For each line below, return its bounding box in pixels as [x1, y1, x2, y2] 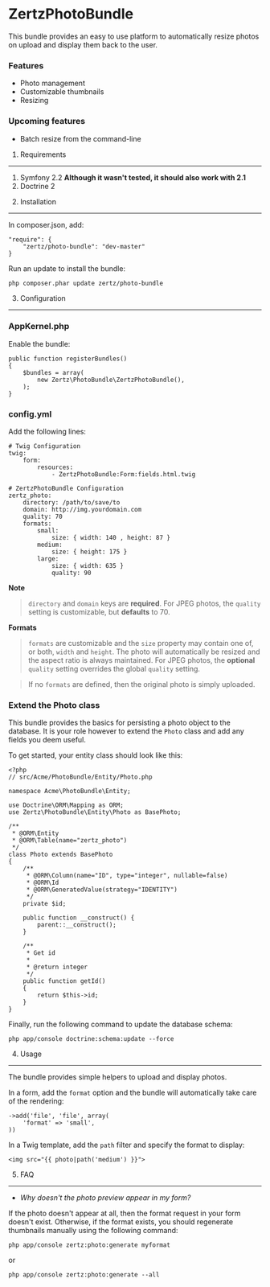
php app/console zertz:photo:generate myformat [8, 1241, 171, 1249]
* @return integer [26, 963, 88, 972]
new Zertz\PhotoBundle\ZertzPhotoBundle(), [37, 376, 185, 384]
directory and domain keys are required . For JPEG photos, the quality [27, 598, 261, 608]
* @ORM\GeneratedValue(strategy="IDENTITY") [26, 886, 178, 894]
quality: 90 [51, 569, 92, 578]
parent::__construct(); [37, 921, 117, 929]
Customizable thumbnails [19, 87, 104, 97]
